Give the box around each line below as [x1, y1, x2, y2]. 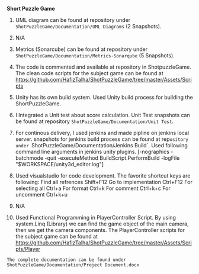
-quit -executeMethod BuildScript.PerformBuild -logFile [44, 154, 180, 162]
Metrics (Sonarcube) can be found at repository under [15, 46, 147, 53]
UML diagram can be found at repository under [15, 17, 131, 23]
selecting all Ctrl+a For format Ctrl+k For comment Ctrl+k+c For [15, 185, 171, 192]
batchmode [15, 154, 44, 162]
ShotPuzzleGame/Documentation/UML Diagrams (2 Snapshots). [15, 23, 162, 30]
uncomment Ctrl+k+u [15, 191, 68, 198]
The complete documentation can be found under [7, 257, 127, 263]
